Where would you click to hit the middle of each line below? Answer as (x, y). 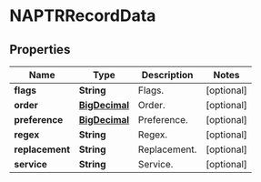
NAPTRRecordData (83, 16)
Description (167, 75)
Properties (40, 50)
